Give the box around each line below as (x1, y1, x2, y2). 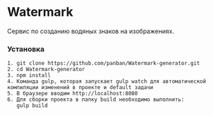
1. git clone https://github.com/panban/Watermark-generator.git (7, 60, 200, 67)
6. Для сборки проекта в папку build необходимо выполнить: (7, 96, 185, 104)
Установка (7, 44, 45, 54)
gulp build (16, 102, 49, 109)
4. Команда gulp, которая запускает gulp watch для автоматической (7, 78, 207, 85)
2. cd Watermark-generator (7, 66, 85, 73)
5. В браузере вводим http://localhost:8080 (7, 90, 138, 97)
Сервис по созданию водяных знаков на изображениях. (7, 27, 175, 35)
